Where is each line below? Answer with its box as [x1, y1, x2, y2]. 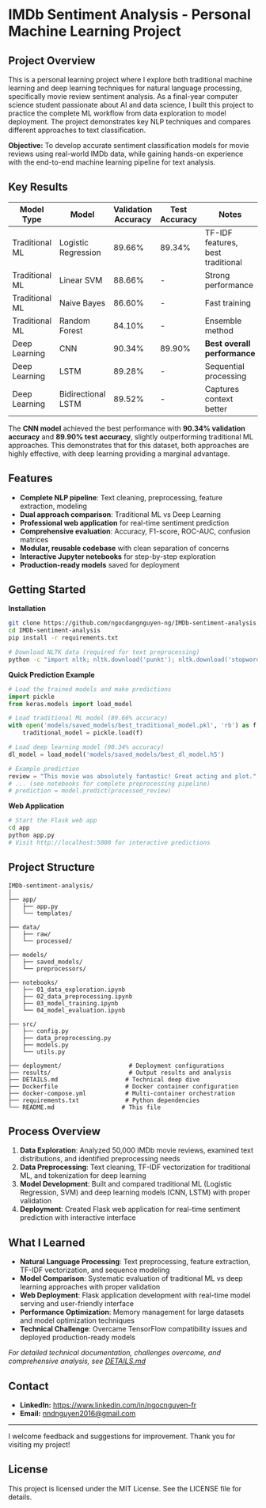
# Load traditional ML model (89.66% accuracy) [8, 714, 169, 722]
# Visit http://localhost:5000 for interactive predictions [8, 838, 211, 846]
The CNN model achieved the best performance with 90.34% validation [8, 424, 245, 433]
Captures [204, 383, 240, 394]
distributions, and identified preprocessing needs [19, 1154, 180, 1164]
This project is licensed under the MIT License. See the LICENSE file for [8, 1483, 242, 1493]
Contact [8, 1379, 49, 1392]
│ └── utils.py [8, 1047, 66, 1056]
